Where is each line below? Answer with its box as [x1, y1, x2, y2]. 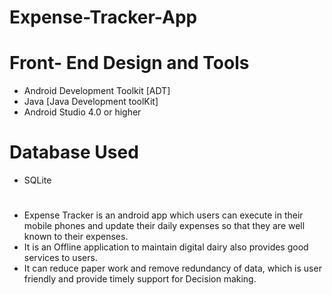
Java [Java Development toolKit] [23, 96, 159, 108]
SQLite [23, 174, 52, 186]
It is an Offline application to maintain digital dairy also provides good [23, 241, 309, 253]
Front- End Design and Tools [9, 52, 250, 75]
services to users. [23, 252, 98, 264]
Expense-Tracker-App [9, 6, 198, 29]
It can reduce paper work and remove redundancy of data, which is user [23, 262, 322, 275]
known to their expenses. [23, 231, 129, 243]
